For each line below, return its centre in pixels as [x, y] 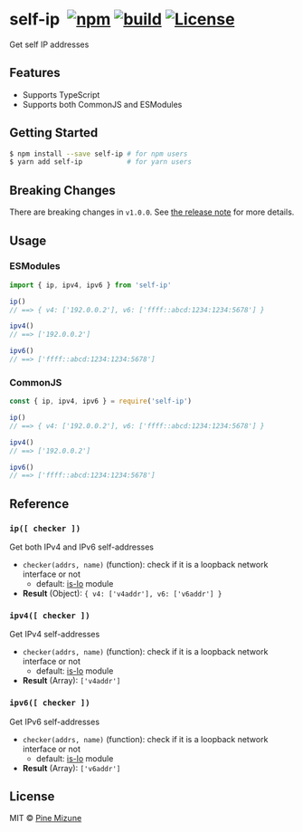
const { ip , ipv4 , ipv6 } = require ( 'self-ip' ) [101, 402]
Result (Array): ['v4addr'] [71, 681]
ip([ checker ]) [45, 528]
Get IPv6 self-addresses [55, 722]
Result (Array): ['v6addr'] [71, 768]
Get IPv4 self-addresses [55, 635]
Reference [39, 504]
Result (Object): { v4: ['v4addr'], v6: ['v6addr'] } [122, 594]
